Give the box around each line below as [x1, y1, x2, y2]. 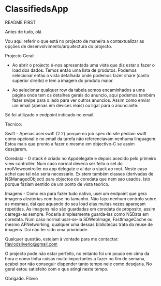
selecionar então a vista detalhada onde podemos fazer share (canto [12, 72, 149, 78]
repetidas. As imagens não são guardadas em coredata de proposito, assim [5, 206, 156, 212]
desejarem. [5, 146, 28, 152]
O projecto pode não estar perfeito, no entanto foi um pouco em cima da [5, 251, 150, 256]
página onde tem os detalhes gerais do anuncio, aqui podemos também [12, 92, 156, 98]
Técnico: [5, 121, 23, 127]
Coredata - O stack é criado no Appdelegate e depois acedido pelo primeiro [5, 155, 157, 161]
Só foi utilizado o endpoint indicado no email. [5, 111, 95, 117]
